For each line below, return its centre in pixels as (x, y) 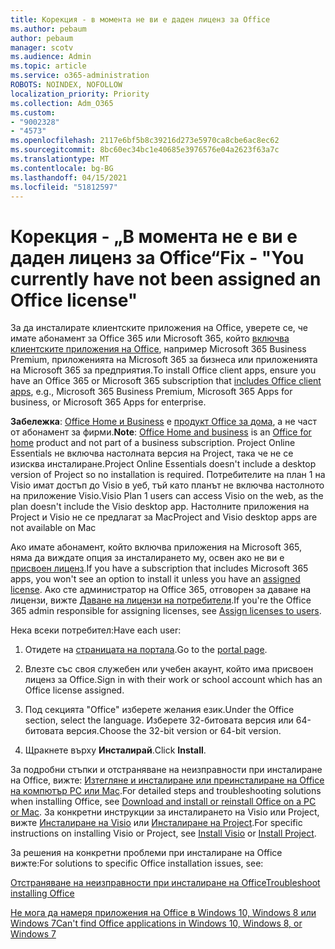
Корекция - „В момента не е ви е (154, 236)
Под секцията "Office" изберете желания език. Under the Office (159, 710)
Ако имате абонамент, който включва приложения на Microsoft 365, (156, 547)
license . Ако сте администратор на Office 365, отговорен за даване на (161, 590)
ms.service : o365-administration (80, 76)
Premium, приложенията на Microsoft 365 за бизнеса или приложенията (164, 360)
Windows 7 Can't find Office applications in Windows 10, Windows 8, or (156, 923)
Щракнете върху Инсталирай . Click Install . (115, 750)
